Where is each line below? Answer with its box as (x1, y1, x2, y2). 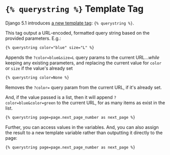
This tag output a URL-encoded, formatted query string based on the (5, 30, 150, 36)
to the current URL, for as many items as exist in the (56, 99, 165, 106)
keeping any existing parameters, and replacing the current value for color (5, 60, 162, 66)
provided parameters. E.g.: (5, 35, 61, 41)
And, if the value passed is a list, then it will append (5, 94, 113, 100)
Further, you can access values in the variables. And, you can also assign (5, 124, 159, 130)
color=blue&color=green (5, 100, 56, 106)
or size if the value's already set (5, 65, 73, 71)
